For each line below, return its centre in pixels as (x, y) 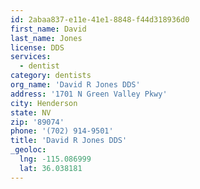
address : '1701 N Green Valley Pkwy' (89, 94)
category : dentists (51, 76)
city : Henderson (44, 103)
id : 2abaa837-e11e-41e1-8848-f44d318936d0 (100, 19)
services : (31, 57)
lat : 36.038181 (51, 168)
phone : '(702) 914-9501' (62, 131)
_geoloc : (28, 150)
